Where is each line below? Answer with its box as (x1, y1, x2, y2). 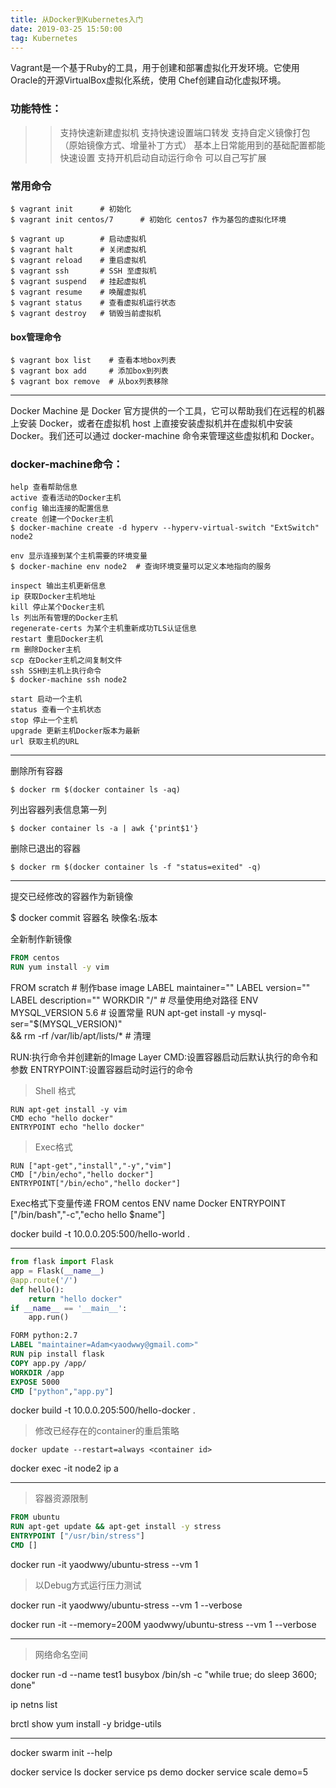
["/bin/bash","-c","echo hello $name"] (10, 1209, 166, 1221)
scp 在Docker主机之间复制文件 (10, 656, 123, 666)
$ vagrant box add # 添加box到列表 (10, 366, 169, 376)
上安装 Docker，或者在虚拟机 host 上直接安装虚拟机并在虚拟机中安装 (10, 417, 293, 430)
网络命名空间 (34, 1648, 88, 1660)
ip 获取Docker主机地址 (10, 592, 96, 602)
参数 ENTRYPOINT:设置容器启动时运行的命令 (10, 1064, 194, 1076)
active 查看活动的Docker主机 (10, 493, 122, 503)
